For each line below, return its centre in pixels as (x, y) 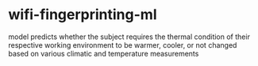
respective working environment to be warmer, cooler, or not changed (123, 45)
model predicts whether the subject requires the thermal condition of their (129, 37)
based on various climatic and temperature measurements (104, 53)
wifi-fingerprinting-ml (83, 15)
